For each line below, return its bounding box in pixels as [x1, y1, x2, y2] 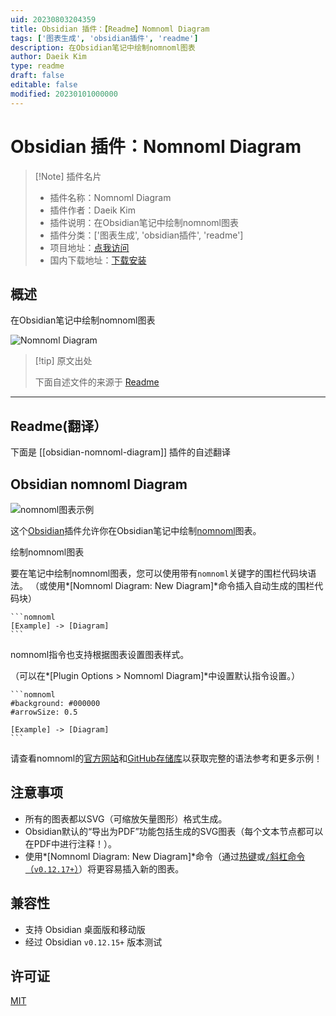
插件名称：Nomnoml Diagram [49, 191, 172, 203]
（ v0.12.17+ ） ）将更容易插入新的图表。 [24, 862, 185, 875]
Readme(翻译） [10, 417, 108, 435]
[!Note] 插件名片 [34, 170, 102, 182]
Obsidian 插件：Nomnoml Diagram [10, 135, 302, 158]
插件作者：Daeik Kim [49, 204, 137, 216]
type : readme [10, 61, 65, 71]
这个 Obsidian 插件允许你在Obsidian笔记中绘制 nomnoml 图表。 [10, 525, 262, 536]
